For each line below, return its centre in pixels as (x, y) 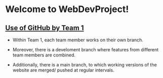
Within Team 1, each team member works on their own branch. (78, 40)
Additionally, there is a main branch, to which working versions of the (85, 65)
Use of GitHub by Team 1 (45, 28)
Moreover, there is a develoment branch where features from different (86, 50)
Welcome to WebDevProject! (67, 9)
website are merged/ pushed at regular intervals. (64, 70)
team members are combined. (44, 55)
